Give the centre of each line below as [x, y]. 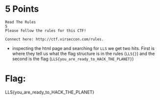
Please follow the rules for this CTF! [46, 30]
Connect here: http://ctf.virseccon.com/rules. [55, 39]
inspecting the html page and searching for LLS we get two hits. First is [83, 48]
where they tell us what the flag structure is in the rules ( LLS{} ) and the [83, 53]
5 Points [22, 9]
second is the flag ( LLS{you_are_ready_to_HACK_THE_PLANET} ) [73, 59]
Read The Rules [21, 22]
